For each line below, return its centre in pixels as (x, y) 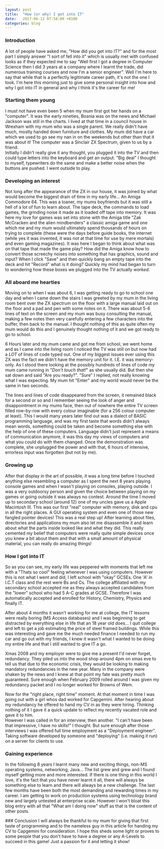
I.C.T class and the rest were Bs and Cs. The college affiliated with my (75, 582)
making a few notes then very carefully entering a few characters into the (79, 319)
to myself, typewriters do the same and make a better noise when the (75, 163)
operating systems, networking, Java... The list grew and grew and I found (80, 770)
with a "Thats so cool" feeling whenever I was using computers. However (79, 572)
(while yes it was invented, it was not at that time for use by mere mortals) (80, 239)
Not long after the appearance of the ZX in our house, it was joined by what (81, 192)
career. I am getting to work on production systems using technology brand (81, 796)
